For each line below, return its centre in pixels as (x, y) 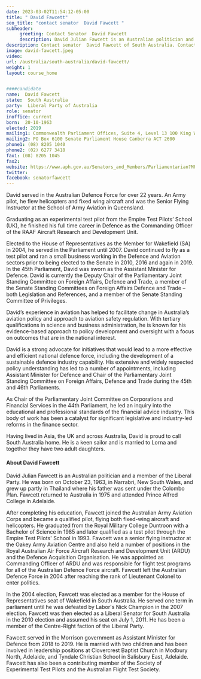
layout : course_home (32, 73)
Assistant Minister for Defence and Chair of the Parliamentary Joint (89, 375)
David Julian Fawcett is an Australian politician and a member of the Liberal (99, 476)
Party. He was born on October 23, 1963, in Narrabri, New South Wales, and (100, 482)
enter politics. (23, 583)
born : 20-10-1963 (29, 122)
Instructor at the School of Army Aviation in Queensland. (75, 208)
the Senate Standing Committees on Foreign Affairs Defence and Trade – (96, 288)
